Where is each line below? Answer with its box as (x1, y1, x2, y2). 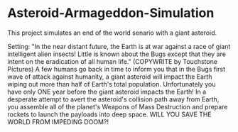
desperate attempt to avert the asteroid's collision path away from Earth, (7, 94, 220, 104)
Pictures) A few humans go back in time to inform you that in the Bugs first (7, 65, 226, 73)
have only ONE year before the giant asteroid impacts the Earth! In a (7, 87, 207, 96)
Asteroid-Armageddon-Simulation (7, 5, 215, 21)
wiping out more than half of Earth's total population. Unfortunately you (7, 79, 216, 88)
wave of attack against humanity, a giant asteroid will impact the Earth (7, 72, 212, 81)
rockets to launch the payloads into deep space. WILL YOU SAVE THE (7, 110, 212, 119)
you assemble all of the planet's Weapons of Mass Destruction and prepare (7, 102, 228, 111)
